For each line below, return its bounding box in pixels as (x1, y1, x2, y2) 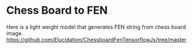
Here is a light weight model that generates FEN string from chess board (6, 23, 186, 30)
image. (6, 29, 24, 36)
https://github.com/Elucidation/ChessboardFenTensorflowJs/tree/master (6, 36, 187, 43)
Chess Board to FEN (6, 4, 108, 17)
